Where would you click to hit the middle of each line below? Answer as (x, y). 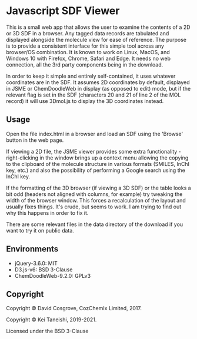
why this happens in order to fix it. (47, 212)
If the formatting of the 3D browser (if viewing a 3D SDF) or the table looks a (98, 188)
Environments (32, 249)
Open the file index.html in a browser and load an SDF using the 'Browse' (95, 134)
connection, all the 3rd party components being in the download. (85, 64)
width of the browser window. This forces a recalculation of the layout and (96, 200)
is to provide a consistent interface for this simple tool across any (85, 46)
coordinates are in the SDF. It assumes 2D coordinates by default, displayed (98, 82)
